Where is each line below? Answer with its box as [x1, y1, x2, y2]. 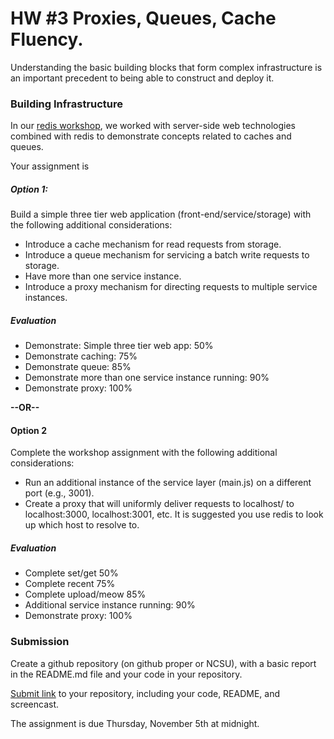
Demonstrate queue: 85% [24, 361, 132, 373]
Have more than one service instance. [24, 270, 182, 282]
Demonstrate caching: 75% [24, 350, 138, 362]
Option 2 [10, 424, 47, 436]
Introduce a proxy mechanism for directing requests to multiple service [24, 281, 318, 293]
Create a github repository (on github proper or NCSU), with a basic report [10, 657, 317, 669]
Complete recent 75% [24, 578, 116, 590]
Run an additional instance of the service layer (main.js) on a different [24, 477, 312, 489]
